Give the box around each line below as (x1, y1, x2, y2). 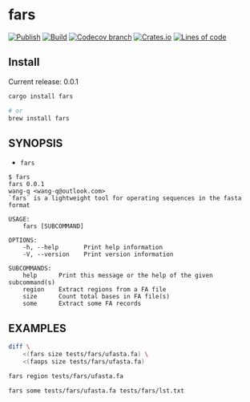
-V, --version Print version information (22, 250, 174, 258)
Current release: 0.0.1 (8, 76, 79, 86)
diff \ (8, 343, 30, 351)
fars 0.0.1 (8, 181, 45, 189)
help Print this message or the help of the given (22, 271, 214, 280)
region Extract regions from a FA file (22, 286, 167, 294)
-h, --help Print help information (22, 243, 163, 252)
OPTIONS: (8, 237, 38, 245)
